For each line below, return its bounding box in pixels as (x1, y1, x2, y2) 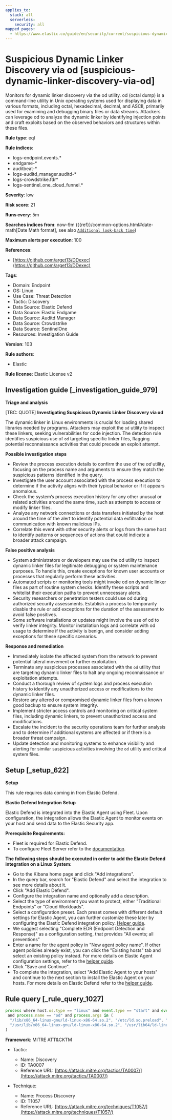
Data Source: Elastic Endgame (12, 309, 77, 315)
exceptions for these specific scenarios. (12, 633, 97, 639)
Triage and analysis (5, 399, 48, 405)
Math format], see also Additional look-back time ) (28, 227, 137, 233)
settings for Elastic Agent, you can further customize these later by (12, 914, 154, 921)
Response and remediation (5, 643, 64, 649)
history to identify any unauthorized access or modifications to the (12, 685, 154, 692)
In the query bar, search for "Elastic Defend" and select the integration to (12, 876, 167, 882)
